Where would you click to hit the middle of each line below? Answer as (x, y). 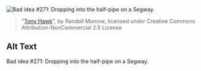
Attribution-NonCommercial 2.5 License (72, 28)
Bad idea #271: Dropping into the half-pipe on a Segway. (78, 61)
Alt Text (21, 46)
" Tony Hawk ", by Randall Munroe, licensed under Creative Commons (108, 21)
